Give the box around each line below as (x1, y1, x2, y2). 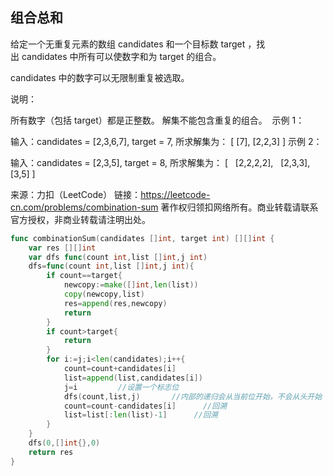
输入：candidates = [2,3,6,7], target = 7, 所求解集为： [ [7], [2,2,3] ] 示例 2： (10, 135, 323, 147)
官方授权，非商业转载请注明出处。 (10, 213, 151, 225)
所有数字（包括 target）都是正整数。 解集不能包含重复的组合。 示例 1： (10, 114, 305, 126)
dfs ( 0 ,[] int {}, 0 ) (28, 438, 101, 448)
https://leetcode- (140, 188, 211, 200)
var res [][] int (28, 243, 97, 253)
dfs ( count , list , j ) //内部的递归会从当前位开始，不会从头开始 (63, 391, 323, 402)
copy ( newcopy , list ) (63, 289, 145, 300)
